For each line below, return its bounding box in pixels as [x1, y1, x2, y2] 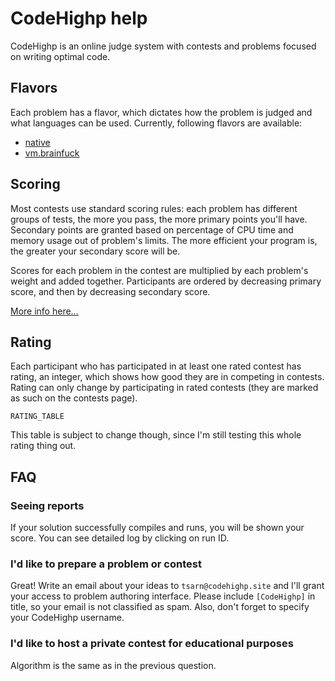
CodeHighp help [10, 7, 148, 30]
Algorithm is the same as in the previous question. [10, 659, 217, 671]
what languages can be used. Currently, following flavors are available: [10, 117, 303, 129]
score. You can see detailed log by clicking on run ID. [10, 532, 230, 544]
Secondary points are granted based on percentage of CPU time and [10, 223, 294, 236]
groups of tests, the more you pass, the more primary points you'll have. [10, 213, 308, 225]
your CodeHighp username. [10, 612, 125, 624]
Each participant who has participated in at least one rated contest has [10, 360, 302, 372]
